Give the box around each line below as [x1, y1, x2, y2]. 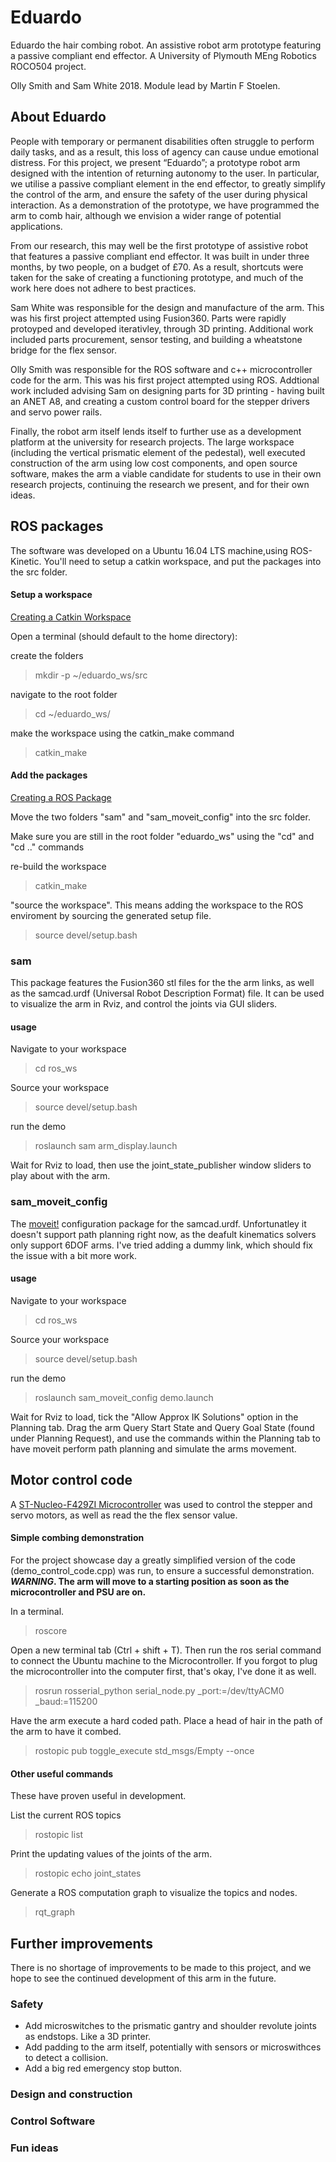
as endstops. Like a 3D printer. [24, 2031, 152, 2043]
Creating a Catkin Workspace [10, 611, 132, 623]
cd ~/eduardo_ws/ [34, 707, 111, 720]
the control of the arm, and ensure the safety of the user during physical [10, 188, 308, 200]
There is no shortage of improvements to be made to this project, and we [10, 1962, 312, 1973]
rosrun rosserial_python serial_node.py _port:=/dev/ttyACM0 [34, 1684, 285, 1696]
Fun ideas [10, 2141, 59, 2155]
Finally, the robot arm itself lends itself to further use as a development [10, 425, 302, 437]
